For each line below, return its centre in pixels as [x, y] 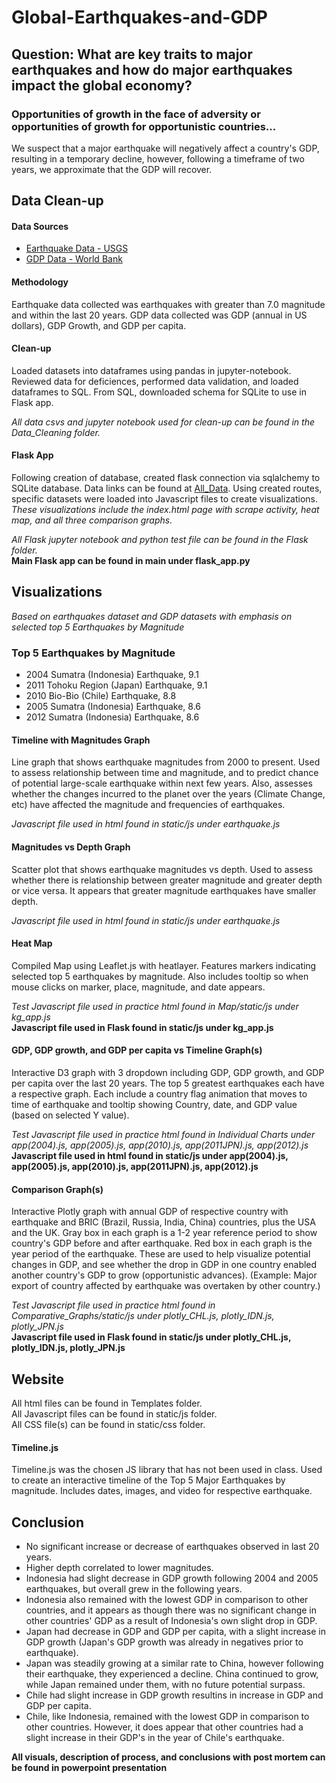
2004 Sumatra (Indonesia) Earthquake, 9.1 [112, 675]
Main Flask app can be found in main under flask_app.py [131, 561]
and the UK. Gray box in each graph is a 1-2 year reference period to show [164, 1233]
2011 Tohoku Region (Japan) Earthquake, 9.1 [116, 685]
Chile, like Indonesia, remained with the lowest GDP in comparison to [167, 1717]
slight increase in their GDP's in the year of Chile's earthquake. [155, 1738]
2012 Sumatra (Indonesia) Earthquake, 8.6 [112, 717]
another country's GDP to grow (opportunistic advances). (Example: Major [164, 1275]
